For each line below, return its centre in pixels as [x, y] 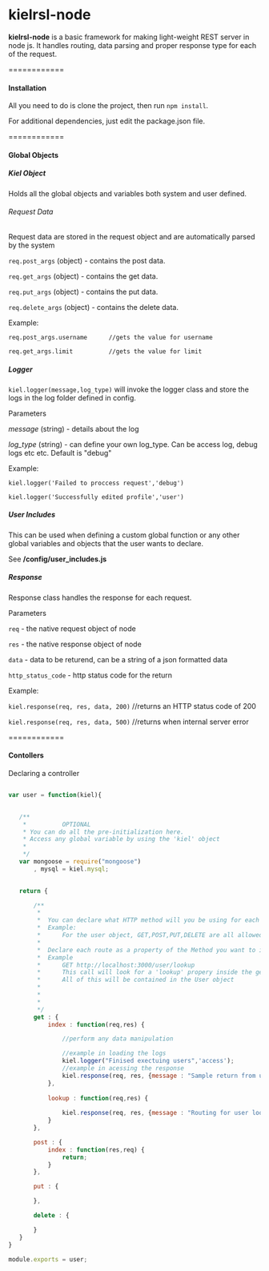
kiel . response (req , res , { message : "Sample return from [159, 1076]
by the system [32, 245]
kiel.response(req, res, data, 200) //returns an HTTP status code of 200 [132, 706]
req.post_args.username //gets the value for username [111, 337]
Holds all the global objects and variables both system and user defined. [127, 193]
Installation [27, 88]
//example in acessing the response [123, 1068]
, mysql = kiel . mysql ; [71, 869]
